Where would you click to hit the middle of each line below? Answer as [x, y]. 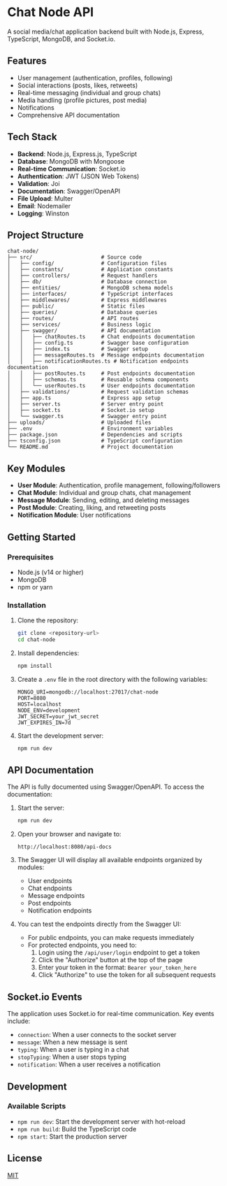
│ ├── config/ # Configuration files [87, 264]
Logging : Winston [43, 213]
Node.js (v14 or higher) [50, 572]
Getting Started [42, 537]
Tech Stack [32, 137]
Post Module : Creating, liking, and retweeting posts [91, 508]
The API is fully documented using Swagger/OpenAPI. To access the [106, 787]
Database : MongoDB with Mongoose [71, 161]
